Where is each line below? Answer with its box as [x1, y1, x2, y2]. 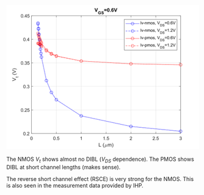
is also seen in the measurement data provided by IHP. [6, 182, 144, 189]
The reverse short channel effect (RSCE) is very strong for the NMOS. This [6, 175, 194, 182]
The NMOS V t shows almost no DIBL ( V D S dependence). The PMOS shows [6, 155, 194, 164]
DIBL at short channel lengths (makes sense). [6, 163, 121, 171]
